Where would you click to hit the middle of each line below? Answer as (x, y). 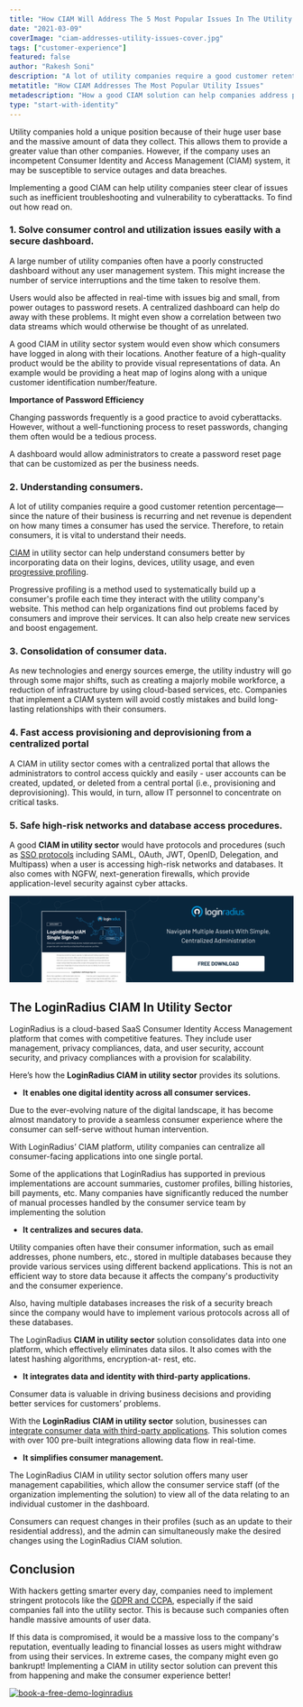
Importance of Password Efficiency (77, 399)
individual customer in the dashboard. (80, 1504)
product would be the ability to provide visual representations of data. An (145, 363)
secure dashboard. (52, 241)
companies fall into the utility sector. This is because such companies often (149, 1610)
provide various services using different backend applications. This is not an (151, 1266)
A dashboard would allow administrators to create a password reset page (145, 454)
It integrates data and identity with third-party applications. (136, 1377)
